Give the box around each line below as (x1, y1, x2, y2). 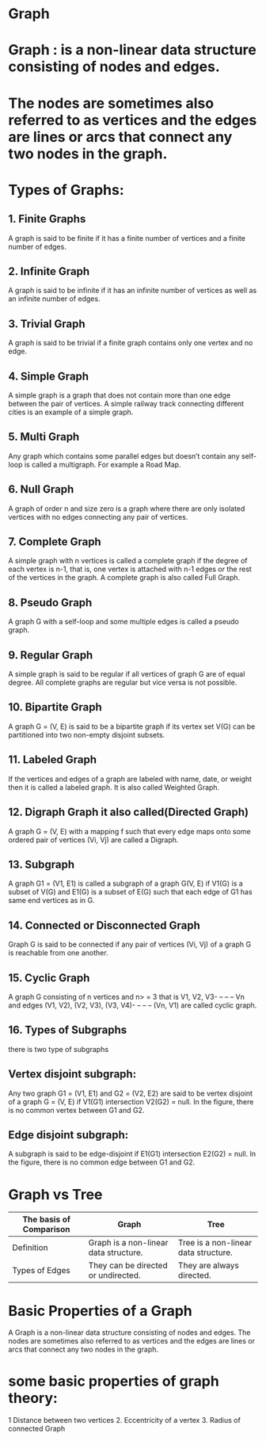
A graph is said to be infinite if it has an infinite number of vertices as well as (8, 286, 257, 295)
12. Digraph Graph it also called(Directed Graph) (8, 806, 249, 819)
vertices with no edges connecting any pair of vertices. (8, 512, 188, 521)
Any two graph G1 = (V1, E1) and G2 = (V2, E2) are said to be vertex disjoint (8, 1088, 253, 1098)
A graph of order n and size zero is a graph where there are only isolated (8, 504, 245, 513)
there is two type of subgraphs (8, 1044, 109, 1054)
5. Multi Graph (8, 430, 80, 444)
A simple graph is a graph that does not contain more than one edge (8, 391, 231, 400)
